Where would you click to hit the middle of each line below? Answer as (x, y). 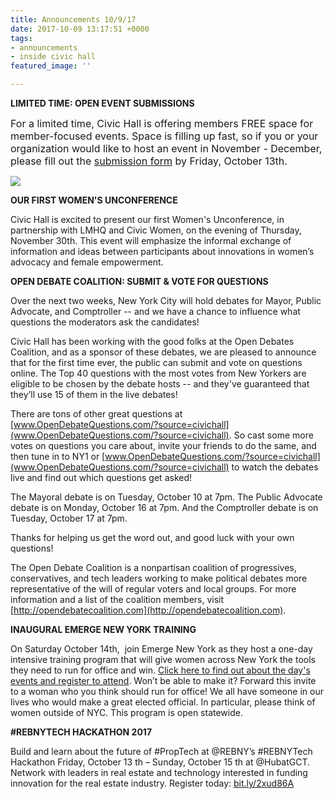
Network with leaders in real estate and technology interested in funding (159, 772)
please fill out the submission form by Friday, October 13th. (149, 161)
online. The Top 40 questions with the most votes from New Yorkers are (158, 373)
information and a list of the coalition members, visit (117, 599)
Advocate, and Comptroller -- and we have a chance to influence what (155, 311)
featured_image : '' (51, 66)
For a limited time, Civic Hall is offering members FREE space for (162, 123)
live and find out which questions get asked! (101, 477)
